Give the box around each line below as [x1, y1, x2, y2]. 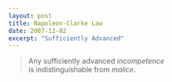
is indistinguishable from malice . [27, 65, 136, 75]
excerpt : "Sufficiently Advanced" [8, 34, 125, 43]
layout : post [8, 11, 52, 20]
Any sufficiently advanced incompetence [27, 56, 165, 66]
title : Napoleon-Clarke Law [8, 19, 103, 27]
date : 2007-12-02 [8, 27, 67, 35]
